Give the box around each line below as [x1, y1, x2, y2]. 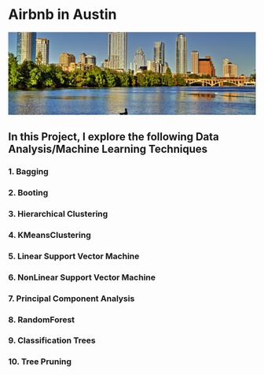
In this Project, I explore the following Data [8, 130, 220, 143]
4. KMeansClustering [8, 229, 92, 240]
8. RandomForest [8, 314, 75, 325]
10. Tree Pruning [8, 356, 72, 367]
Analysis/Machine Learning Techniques [8, 143, 208, 156]
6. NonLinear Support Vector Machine [8, 272, 156, 283]
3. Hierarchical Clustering [8, 208, 108, 219]
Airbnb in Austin [8, 6, 117, 24]
